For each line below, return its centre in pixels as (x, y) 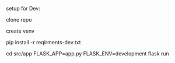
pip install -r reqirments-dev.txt (43, 42)
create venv (20, 31)
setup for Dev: (23, 8)
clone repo (19, 20)
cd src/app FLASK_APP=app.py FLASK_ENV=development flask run (87, 54)
